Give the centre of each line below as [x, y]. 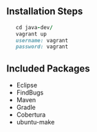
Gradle [26, 108]
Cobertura [31, 115]
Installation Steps [45, 11]
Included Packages [48, 68]
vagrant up [31, 34]
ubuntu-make [35, 122]
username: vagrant [42, 40]
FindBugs [30, 92]
